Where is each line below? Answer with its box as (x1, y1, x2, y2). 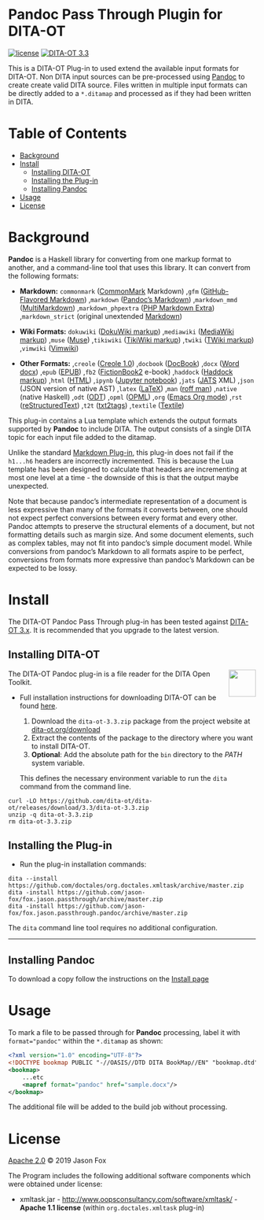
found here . (19, 701, 57, 710)
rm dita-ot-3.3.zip (8, 817, 72, 826)
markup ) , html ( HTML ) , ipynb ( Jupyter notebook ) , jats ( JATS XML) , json (19, 375, 255, 385)
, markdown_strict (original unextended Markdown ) (19, 311, 183, 320)
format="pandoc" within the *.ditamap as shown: (8, 1037, 163, 1046)
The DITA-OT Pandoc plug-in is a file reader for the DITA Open (8, 669, 211, 678)
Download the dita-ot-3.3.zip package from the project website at (31, 716, 251, 726)
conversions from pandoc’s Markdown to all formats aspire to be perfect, (8, 546, 244, 556)
